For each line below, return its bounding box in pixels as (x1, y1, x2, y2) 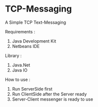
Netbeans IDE (12, 43, 40, 49)
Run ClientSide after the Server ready (12, 91, 87, 97)
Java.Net (12, 62, 31, 68)
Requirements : (5, 29, 35, 34)
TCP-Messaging (5, 3, 72, 15)
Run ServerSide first (12, 86, 52, 92)
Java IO (12, 67, 28, 73)
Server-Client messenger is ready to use (12, 96, 93, 102)
